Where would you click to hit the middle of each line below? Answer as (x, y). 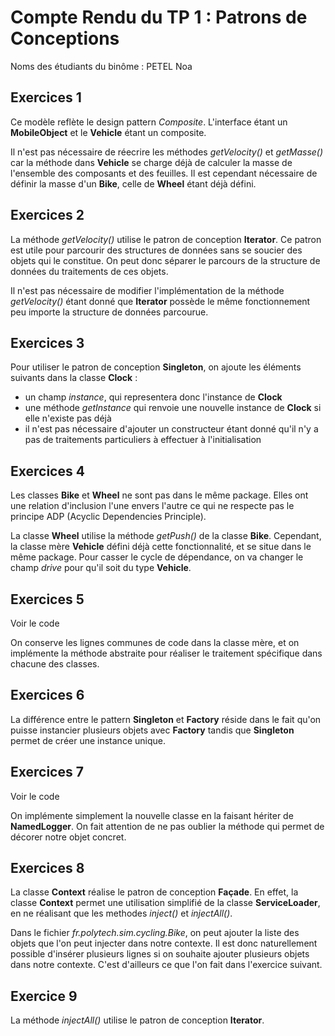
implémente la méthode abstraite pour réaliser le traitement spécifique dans (166, 653)
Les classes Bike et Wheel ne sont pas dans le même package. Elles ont (159, 495)
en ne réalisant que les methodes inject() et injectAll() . (121, 913)
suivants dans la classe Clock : (74, 378)
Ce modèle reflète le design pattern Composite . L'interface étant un (149, 122)
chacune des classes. (55, 664)
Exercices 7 (47, 772)
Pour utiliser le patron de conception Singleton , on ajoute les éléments (156, 367)
